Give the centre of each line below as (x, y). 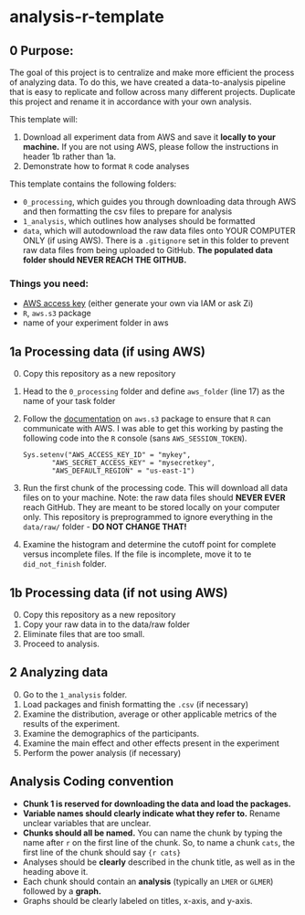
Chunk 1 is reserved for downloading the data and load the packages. (157, 803)
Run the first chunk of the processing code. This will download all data (155, 488)
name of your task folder (69, 401)
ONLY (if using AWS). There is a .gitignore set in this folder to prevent (156, 240)
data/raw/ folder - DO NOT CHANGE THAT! (105, 527)
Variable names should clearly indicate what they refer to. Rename (151, 813)
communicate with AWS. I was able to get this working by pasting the (153, 429)
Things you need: (49, 283)
